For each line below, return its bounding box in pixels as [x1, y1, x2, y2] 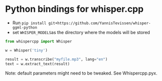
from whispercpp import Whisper [5, 39, 72, 44]
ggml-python [12, 25, 37, 30]
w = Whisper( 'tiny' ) [5, 48, 48, 53]
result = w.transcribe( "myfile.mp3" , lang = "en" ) [5, 57, 108, 62]
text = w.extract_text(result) [5, 61, 70, 66]
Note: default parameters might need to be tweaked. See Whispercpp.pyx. [5, 70, 158, 76]
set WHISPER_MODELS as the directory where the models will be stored [12, 29, 150, 35]
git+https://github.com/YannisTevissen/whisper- [48, 21, 151, 26]
